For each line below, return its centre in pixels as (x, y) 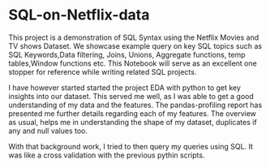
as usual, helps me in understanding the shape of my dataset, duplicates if (133, 122)
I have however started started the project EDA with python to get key (125, 88)
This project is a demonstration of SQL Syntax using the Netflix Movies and (134, 37)
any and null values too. (48, 131)
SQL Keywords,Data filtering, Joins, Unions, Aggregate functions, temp (127, 54)
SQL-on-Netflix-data (79, 15)
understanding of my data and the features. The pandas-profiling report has (135, 105)
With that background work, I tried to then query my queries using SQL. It (131, 146)
